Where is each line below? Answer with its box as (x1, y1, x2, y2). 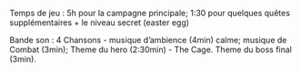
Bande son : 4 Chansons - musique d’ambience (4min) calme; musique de (9, 35, 287, 45)
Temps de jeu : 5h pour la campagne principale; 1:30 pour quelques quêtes (9, 8, 291, 18)
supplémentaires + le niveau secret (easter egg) (9, 17, 189, 28)
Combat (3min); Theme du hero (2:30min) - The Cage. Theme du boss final (9, 44, 293, 55)
